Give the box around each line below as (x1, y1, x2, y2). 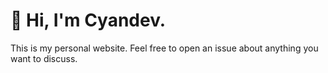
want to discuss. (10, 52, 78, 64)
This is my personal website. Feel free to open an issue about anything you (10, 42, 319, 54)
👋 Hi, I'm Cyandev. (10, 9, 167, 32)
